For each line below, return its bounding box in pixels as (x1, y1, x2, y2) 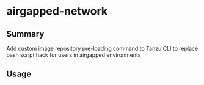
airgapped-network (6, 4, 108, 18)
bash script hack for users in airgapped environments (6, 51, 141, 59)
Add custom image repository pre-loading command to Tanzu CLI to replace (6, 45, 199, 52)
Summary (6, 29, 45, 39)
